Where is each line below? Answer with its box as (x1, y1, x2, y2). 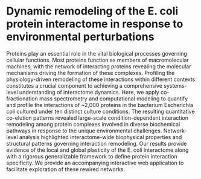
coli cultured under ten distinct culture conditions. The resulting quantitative (6, 108, 195, 115)
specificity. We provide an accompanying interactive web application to (6, 159, 184, 166)
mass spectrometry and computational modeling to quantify (39, 95, 188, 102)
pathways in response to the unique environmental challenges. (6, 127, 162, 134)
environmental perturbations (6, 30, 155, 44)
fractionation (6, 95, 38, 102)
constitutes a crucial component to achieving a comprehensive (6, 82, 163, 89)
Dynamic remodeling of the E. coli (6, 4, 179, 18)
